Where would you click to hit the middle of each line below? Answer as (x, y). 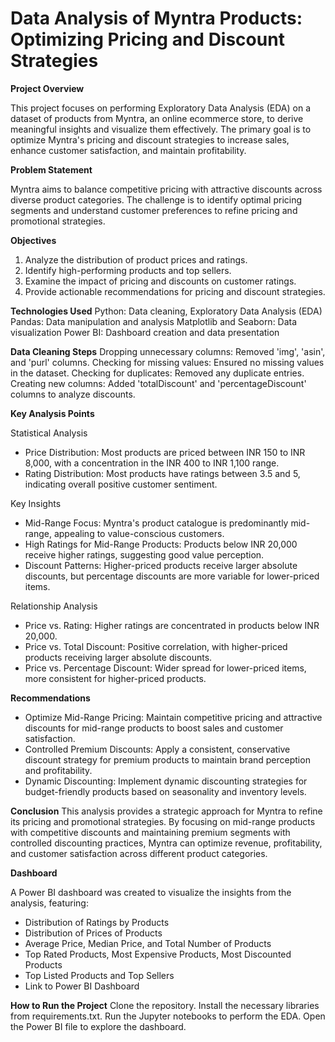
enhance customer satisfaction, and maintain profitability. (128, 150)
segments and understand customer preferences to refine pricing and (154, 210)
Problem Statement (51, 169)
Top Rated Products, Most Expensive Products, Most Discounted (158, 954)
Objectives (33, 240)
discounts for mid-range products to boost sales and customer (154, 728)
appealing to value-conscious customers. (139, 533)
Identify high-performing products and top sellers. (128, 270)
